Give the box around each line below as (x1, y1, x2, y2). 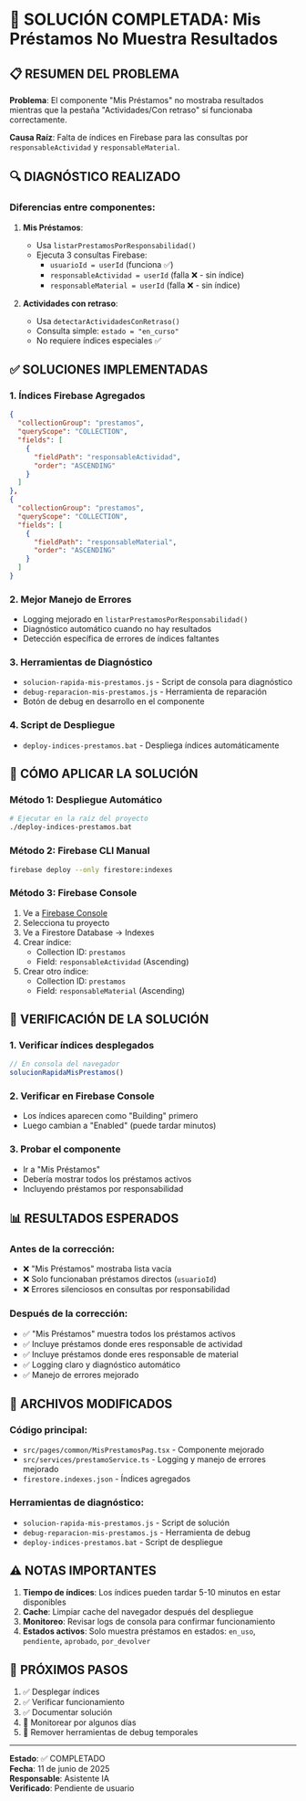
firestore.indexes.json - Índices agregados (22, 1473, 191, 1484)
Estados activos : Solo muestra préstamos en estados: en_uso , (22, 1626, 257, 1637)
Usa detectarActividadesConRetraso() (36, 315, 180, 326)
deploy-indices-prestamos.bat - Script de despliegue (22, 1536, 223, 1547)
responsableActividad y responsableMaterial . (9, 142, 180, 153)
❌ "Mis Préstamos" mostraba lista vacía (22, 1263, 172, 1274)
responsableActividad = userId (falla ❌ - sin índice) (49, 269, 245, 280)
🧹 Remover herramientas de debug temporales (22, 1727, 199, 1738)
